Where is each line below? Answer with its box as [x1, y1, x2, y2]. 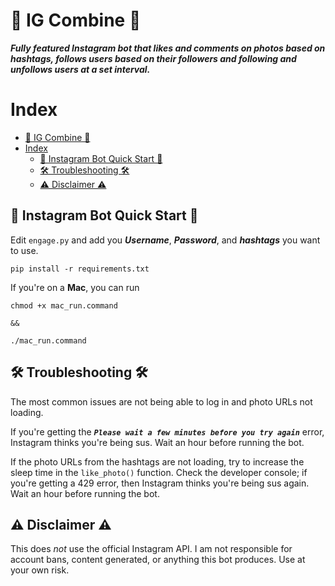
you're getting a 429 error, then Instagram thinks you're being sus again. [10, 477, 310, 489]
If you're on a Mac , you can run [10, 281, 140, 293]
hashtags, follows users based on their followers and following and [10, 52, 297, 64]
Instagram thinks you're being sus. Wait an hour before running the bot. [10, 436, 305, 448]
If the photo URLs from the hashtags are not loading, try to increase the [10, 455, 305, 468]
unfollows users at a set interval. [10, 63, 151, 75]
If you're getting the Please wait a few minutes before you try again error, [10, 425, 325, 438]
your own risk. [10, 564, 70, 576]
